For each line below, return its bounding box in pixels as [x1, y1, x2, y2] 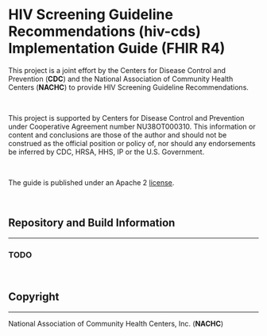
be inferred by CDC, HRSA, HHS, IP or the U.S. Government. [8, 147, 205, 156]
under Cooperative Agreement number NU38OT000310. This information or [8, 122, 256, 131]
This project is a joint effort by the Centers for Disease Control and [8, 65, 226, 75]
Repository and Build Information [8, 216, 176, 230]
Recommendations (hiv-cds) [8, 22, 201, 41]
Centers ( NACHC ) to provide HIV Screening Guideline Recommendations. [8, 82, 249, 92]
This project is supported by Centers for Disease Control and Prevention [8, 113, 245, 122]
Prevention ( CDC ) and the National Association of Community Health [8, 74, 234, 83]
